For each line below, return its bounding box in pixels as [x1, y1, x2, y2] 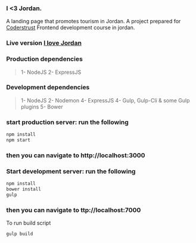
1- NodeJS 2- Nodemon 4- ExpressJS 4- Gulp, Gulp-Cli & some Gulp [20, 96, 190, 104]
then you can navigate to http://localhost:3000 [6, 151, 145, 159]
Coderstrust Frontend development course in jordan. [6, 24, 135, 31]
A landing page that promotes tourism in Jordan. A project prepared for [6, 18, 181, 25]
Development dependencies [6, 83, 90, 92]
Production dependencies [6, 55, 83, 63]
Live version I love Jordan [6, 39, 82, 47]
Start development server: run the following [6, 167, 136, 175]
